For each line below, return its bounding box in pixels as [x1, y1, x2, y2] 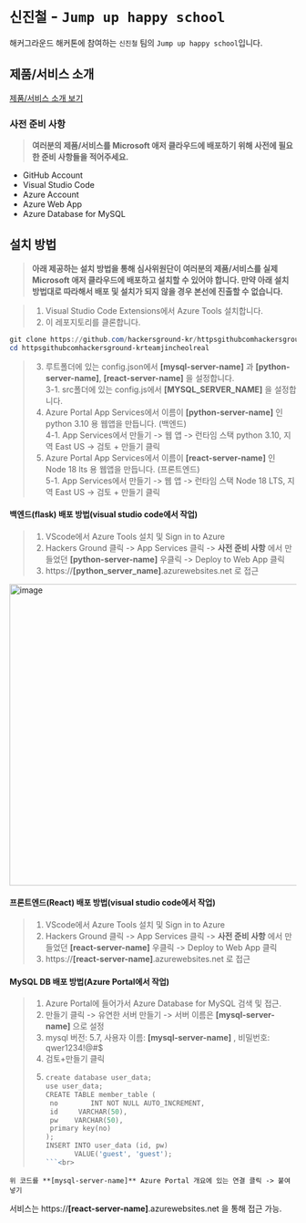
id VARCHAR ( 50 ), [49, 1107, 127, 1116]
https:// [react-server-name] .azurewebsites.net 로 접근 [45, 954, 250, 965]
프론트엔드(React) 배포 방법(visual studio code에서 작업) [9, 897, 216, 908]
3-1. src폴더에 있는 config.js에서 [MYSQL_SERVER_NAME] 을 [45, 384, 273, 395]
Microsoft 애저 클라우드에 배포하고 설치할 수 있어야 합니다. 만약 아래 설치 [31, 275, 290, 285]
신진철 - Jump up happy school [9, 6, 226, 27]
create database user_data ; [45, 1073, 152, 1083]
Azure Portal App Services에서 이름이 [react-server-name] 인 [45, 452, 276, 463]
